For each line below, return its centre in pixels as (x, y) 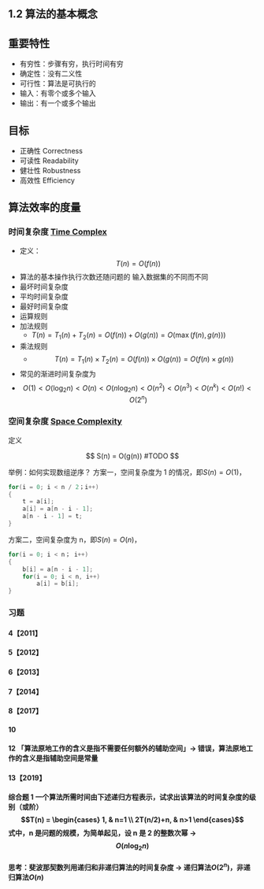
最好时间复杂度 (44, 306)
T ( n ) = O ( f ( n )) (138, 263)
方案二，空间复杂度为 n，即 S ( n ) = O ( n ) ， (75, 539)
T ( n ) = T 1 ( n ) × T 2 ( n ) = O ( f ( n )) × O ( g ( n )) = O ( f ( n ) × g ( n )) (144, 359)
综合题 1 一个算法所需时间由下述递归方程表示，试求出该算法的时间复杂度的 (129, 797)
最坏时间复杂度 (44, 287)
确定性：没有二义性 (51, 74)
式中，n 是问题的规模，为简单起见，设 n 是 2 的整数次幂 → (102, 833)
